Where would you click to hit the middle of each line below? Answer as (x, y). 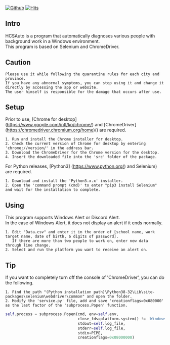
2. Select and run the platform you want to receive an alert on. (77, 250)
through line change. (28, 245)
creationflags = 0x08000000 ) (106, 338)
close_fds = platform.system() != (112, 319)
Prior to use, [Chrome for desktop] (41, 119)
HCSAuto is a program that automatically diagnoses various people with (80, 36)
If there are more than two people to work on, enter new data (80, 241)
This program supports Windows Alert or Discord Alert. (63, 218)
